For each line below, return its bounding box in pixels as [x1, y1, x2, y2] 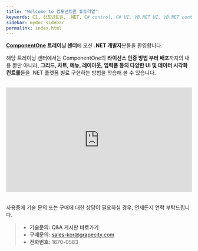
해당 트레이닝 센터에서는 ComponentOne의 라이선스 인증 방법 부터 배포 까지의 [6, 54, 184, 62]
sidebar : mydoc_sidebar [6, 19, 65, 25]
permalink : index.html [6, 25, 62, 31]
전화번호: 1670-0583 [29, 238, 78, 245]
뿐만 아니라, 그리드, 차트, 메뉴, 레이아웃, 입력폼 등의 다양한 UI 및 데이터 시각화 [12, 62, 188, 69]
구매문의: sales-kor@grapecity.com [29, 231, 115, 238]
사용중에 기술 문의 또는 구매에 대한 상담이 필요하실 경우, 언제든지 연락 [6, 204, 165, 211]
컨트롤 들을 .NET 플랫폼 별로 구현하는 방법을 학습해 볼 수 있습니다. [6, 69, 156, 77]
